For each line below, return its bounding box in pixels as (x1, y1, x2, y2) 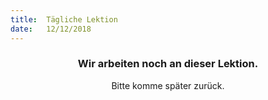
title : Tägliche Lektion (10, 14, 118, 25)
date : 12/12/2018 (10, 24, 92, 34)
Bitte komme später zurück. (111, 79, 225, 91)
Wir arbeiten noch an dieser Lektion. (77, 57, 259, 71)
